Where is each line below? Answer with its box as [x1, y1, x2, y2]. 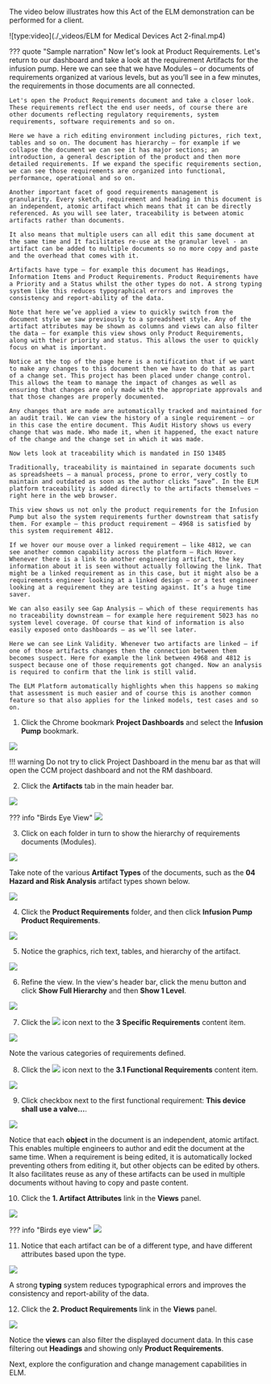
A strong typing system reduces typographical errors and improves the [9, 1280, 247, 1290]
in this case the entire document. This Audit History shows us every [9, 421, 252, 429]
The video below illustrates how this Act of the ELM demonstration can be [9, 7, 255, 16]
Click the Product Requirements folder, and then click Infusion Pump [20, 907, 253, 916]
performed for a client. [9, 15, 84, 25]
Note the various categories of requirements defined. [9, 1048, 186, 1057]
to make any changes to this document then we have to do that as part [9, 365, 255, 373]
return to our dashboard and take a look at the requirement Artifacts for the [9, 56, 259, 65]
